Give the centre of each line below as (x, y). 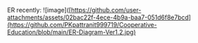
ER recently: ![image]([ (39, 10)
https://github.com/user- (106, 10)
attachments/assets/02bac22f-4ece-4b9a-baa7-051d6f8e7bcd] (99, 17)
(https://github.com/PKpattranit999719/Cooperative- (82, 25)
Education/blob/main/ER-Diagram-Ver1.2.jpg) (72, 32)
